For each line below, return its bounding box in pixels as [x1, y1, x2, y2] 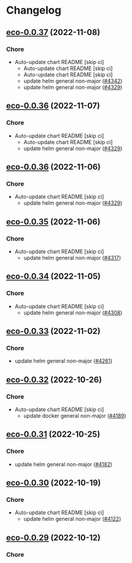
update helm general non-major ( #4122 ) [23, 516, 121, 523]
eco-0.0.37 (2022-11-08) [6, 27, 101, 37]
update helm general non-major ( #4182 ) [14, 460, 112, 467]
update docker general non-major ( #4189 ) [23, 412, 127, 419]
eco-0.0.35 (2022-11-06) [6, 217, 101, 227]
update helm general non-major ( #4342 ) [23, 77, 123, 84]
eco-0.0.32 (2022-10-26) [6, 374, 102, 384]
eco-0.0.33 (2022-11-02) [6, 326, 101, 336]
